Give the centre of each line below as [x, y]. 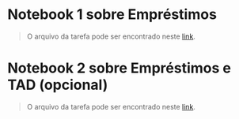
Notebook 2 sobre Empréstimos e [119, 68]
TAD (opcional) [58, 85]
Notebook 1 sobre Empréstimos [112, 15]
